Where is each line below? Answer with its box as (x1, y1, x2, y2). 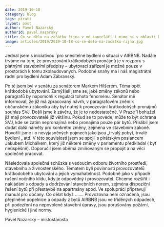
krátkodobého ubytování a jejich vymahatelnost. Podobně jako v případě (5, 170, 150, 177)
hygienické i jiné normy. (5, 207, 53, 213)
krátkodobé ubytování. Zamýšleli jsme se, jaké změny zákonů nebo (5, 88, 140, 94)
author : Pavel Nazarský (5, 25, 54, 30)
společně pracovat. (5, 151, 44, 156)
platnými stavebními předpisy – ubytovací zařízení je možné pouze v (5, 63, 143, 69)
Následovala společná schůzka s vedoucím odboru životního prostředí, (5, 160, 148, 166)
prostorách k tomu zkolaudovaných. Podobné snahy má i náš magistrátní (5, 68, 151, 74)
